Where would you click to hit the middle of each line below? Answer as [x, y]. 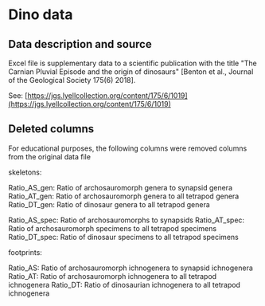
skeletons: [25, 172]
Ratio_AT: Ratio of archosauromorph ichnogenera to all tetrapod [113, 276]
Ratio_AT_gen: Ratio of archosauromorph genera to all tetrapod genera [124, 196]
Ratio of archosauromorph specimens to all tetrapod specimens [113, 228]
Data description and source [80, 44]
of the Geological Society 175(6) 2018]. [72, 80]
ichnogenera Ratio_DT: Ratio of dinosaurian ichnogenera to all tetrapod [125, 284]
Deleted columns [51, 129]
